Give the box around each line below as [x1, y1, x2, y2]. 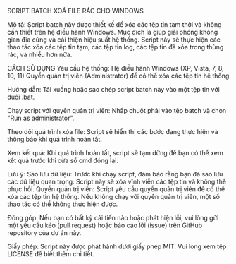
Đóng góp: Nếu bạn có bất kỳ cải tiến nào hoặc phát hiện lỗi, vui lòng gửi [7, 214, 219, 222]
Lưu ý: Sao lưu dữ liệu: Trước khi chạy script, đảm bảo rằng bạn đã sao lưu [7, 170, 223, 178]
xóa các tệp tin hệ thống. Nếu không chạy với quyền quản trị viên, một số [7, 193, 221, 200]
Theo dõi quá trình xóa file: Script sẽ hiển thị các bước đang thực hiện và [7, 128, 218, 136]
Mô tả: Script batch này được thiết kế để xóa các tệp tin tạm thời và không [7, 20, 222, 28]
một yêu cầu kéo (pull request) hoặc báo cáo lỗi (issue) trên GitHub [7, 221, 203, 229]
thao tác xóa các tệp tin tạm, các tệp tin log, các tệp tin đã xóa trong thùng [7, 43, 224, 51]
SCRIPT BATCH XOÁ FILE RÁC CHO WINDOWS [7, 7, 144, 15]
